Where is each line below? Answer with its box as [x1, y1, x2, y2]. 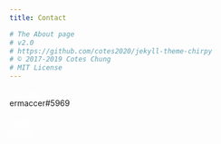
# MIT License [9, 63, 63, 72]
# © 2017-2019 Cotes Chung [9, 55, 111, 64]
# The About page [9, 29, 75, 39]
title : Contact [9, 13, 67, 23]
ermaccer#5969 [9, 98, 71, 109]
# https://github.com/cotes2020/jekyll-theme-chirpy [9, 46, 213, 55]
